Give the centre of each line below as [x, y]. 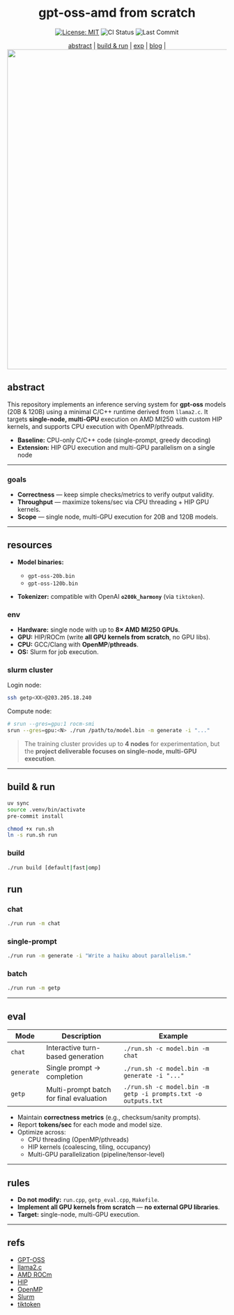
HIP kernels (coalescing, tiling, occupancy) [89, 1147]
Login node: [24, 685]
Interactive [64, 1048]
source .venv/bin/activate [46, 809]
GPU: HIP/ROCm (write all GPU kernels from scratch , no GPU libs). [114, 637]
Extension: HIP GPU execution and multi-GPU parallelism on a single [116, 447]
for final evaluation [77, 1098]
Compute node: [30, 711]
